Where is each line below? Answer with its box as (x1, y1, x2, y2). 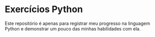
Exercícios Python (5, 4, 83, 15)
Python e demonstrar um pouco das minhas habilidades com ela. (5, 25, 141, 31)
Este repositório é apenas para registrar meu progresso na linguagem (5, 20, 150, 26)
